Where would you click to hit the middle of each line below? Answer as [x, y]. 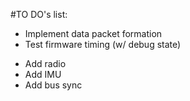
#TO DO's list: [39, 14]
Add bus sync [53, 85]
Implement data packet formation [93, 33]
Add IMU [43, 74]
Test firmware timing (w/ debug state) [103, 44]
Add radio [45, 63]
